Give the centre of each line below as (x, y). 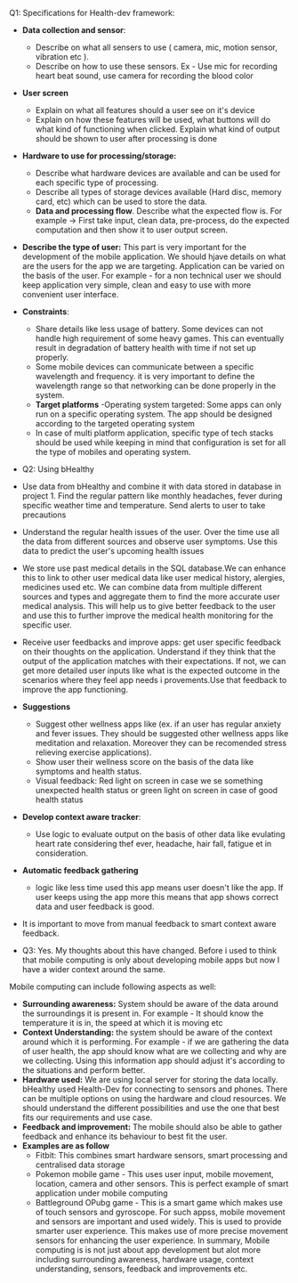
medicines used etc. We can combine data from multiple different (142, 587)
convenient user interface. (70, 294)
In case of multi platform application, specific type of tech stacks (154, 433)
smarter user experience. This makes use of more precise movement (162, 1231)
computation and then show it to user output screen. (132, 230)
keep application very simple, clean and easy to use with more (137, 285)
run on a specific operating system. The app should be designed (154, 414)
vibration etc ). (62, 57)
